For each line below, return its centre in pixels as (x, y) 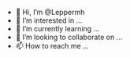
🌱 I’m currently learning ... (58, 29)
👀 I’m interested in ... (49, 20)
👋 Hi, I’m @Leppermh (50, 12)
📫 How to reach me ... (52, 46)
